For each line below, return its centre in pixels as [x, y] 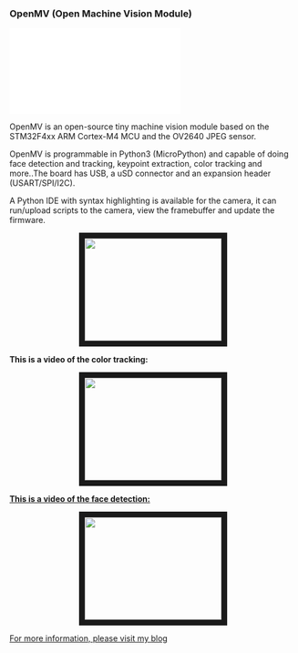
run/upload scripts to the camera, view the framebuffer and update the [142, 210]
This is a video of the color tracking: [79, 360]
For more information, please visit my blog [89, 638]
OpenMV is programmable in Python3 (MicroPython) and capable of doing [149, 154]
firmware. [27, 220]
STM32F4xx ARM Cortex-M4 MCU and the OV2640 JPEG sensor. [133, 137]
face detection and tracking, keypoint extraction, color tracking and [136, 164]
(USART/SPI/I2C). [42, 183]
